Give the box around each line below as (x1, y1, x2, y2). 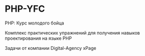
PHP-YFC (5, 3, 45, 15)
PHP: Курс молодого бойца (5, 20, 64, 26)
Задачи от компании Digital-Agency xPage (5, 45, 96, 51)
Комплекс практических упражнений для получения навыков (5, 30, 140, 36)
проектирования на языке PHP (5, 35, 72, 41)
